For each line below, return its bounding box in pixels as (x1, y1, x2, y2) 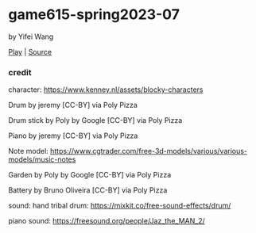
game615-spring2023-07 (8, 6, 180, 24)
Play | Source (8, 47, 52, 56)
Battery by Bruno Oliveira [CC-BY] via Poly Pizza (8, 185, 168, 195)
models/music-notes (8, 155, 76, 164)
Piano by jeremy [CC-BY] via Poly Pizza (8, 131, 138, 140)
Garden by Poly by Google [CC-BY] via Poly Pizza (8, 170, 172, 180)
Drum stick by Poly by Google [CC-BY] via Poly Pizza (8, 116, 183, 125)
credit (8, 67, 32, 78)
